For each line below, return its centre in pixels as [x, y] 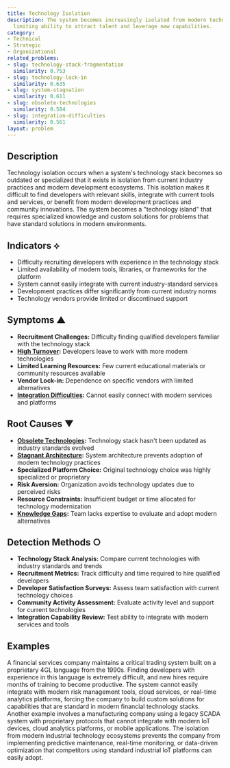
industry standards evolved [55, 448]
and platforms [37, 402]
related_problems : [33, 58]
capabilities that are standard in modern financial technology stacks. [104, 707]
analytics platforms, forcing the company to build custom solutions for [106, 699]
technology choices [45, 596]
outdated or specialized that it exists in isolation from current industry [105, 180]
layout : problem [30, 128]
